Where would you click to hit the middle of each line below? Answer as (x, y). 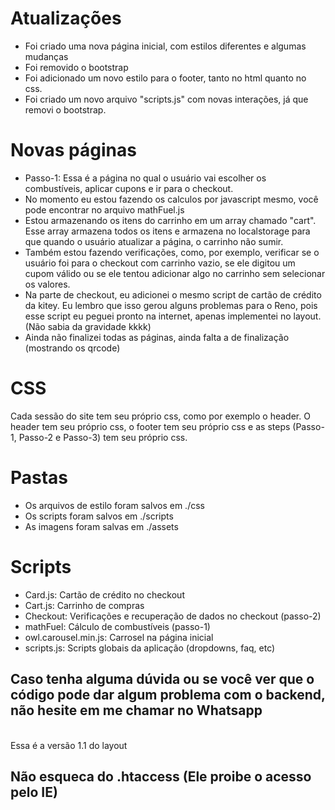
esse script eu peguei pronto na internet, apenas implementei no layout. (173, 316)
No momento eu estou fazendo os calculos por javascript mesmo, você (171, 199)
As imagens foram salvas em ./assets (101, 526)
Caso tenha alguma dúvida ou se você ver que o (162, 679)
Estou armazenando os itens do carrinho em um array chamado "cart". (170, 220)
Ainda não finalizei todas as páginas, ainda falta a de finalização (157, 337)
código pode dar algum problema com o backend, (168, 695)
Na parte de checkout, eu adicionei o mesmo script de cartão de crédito (173, 294)
